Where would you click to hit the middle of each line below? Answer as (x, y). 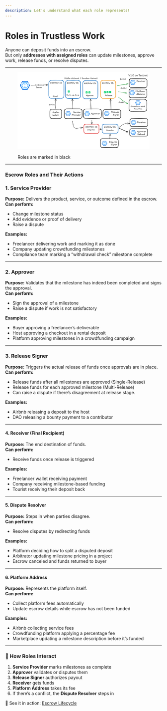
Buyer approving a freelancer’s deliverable (56, 328)
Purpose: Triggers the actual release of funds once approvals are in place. (82, 367)
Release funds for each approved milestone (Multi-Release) (73, 387)
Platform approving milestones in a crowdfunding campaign (74, 338)
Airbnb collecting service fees (43, 628)
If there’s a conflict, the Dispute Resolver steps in (63, 694)
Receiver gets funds (33, 683)
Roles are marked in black (44, 157)
